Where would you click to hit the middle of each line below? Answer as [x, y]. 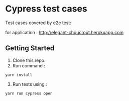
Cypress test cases [46, 9]
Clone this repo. [29, 60]
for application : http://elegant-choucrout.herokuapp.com [64, 32]
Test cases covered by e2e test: [38, 23]
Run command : [29, 65]
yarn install [19, 75]
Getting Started [30, 48]
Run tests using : [30, 84]
